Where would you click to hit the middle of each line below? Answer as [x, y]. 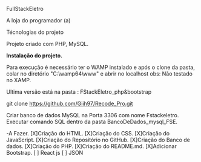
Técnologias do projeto [35, 32]
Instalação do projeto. [35, 56]
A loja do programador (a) [38, 20]
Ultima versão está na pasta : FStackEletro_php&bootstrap [79, 92]
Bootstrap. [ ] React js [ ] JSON [45, 153]
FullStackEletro [25, 9]
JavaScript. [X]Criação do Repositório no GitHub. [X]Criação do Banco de [98, 140]
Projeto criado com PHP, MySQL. [48, 44]
